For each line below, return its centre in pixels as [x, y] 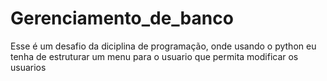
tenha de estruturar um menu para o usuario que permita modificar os [154, 56]
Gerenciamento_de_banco [122, 18]
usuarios [28, 67]
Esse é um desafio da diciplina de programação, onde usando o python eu [163, 46]
